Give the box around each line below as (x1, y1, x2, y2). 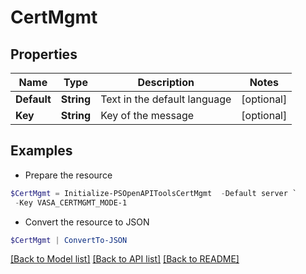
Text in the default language (100, 92, 232, 106)
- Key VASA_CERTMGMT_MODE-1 (14, 197, 128, 208)
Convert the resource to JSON (24, 216, 150, 228)
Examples (10, 142, 73, 160)
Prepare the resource (24, 169, 113, 181)
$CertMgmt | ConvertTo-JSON (10, 235, 128, 245)
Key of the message (100, 109, 195, 122)
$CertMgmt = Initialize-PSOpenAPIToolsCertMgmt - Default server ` (10, 188, 298, 198)
